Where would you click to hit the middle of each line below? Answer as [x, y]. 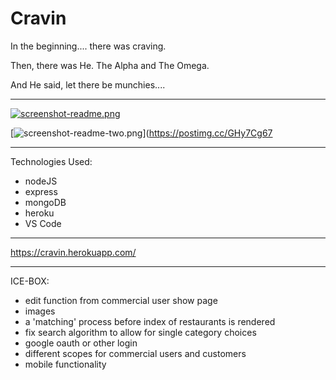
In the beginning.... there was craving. [88, 46]
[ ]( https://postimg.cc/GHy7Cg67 [141, 133]
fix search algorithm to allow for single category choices [140, 332]
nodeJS [41, 181]
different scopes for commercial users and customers [135, 353]
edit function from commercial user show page [121, 300]
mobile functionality [65, 364]
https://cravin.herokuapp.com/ [73, 252]
